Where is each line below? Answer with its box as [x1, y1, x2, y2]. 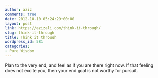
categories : [5, 44, 30, 49]
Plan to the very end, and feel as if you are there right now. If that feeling [5, 62, 154, 68]
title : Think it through [5, 35, 57, 40]
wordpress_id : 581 [5, 39, 43, 44]
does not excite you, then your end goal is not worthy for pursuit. [5, 67, 138, 73]
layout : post [5, 21, 32, 26]
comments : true [5, 12, 37, 17]
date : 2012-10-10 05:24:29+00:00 [5, 16, 75, 21]
